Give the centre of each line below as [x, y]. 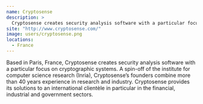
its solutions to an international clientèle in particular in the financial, [91, 88]
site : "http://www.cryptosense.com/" [54, 29]
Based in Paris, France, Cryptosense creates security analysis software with [101, 62]
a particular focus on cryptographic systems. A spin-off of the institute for [98, 69]
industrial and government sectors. [50, 94]
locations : [20, 40]
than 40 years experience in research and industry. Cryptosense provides [98, 81]
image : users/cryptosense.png [44, 34]
